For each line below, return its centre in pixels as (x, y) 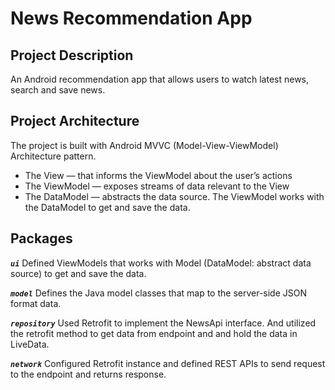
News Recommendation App (131, 18)
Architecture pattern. (53, 156)
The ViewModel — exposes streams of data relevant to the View (157, 186)
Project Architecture (75, 121)
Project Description (72, 55)
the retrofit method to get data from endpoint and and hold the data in (154, 333)
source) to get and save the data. (78, 273)
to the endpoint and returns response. (88, 374)
